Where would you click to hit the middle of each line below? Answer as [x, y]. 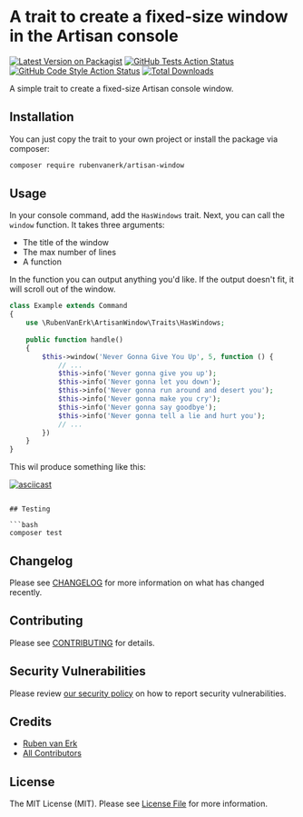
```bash [24, 525]
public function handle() [75, 339]
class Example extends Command [68, 306]
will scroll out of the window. [63, 289]
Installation [42, 117]
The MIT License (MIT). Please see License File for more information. [138, 804]
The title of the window [66, 243]
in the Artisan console [94, 36]
